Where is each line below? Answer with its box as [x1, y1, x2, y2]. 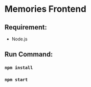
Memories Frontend [4, 3, 87, 15]
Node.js [11, 36, 28, 42]
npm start [4, 77, 28, 83]
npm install [4, 65, 33, 71]
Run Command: [4, 50, 53, 58]
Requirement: [4, 23, 47, 31]
